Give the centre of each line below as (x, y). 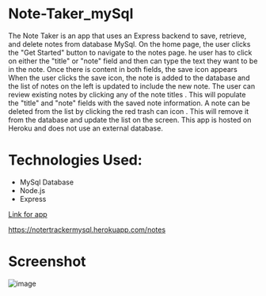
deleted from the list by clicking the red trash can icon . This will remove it (129, 111)
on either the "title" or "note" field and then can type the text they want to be (133, 61)
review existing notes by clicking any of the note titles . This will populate (127, 94)
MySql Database (46, 182)
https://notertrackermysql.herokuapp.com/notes (87, 230)
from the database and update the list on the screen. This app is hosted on (130, 120)
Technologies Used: (75, 160)
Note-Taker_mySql (71, 14)
